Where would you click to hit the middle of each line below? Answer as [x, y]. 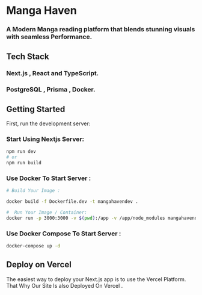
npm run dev [21, 152]
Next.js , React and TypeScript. [53, 73]
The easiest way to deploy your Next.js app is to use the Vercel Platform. [96, 279]
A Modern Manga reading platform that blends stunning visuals [101, 29]
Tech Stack [28, 56]
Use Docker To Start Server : [49, 178]
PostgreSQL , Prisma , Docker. [51, 90]
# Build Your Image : [33, 191]
